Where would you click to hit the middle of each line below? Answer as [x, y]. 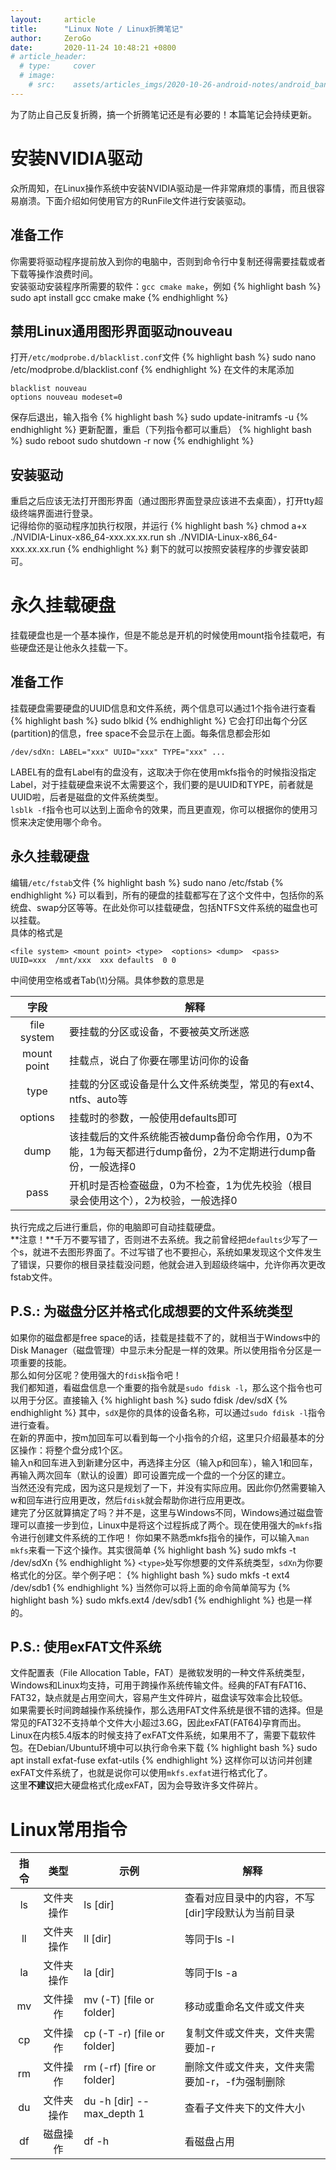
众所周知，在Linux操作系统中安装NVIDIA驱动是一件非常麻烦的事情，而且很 [163, 188]
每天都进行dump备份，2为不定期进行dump [206, 1151]
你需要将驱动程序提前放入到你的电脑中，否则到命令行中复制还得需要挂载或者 [168, 261]
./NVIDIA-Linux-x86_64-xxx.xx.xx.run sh [93, 537]
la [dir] [99, 1973]
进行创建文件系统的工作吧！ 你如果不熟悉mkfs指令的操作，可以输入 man [164, 1537]
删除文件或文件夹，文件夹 [244, 2067]
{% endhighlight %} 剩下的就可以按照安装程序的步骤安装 [183, 549]
